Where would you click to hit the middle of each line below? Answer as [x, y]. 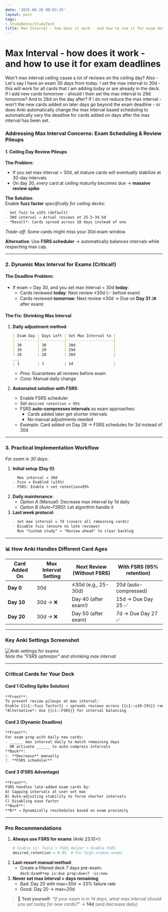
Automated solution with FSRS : [45, 389]
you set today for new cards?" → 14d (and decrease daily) [77, 904]
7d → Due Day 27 [137, 614]
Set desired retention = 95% [50, 404]
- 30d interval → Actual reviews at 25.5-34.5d [56, 218]
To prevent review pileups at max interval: [52, 701]
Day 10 [16, 602]
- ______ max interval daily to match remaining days [62, 742]
